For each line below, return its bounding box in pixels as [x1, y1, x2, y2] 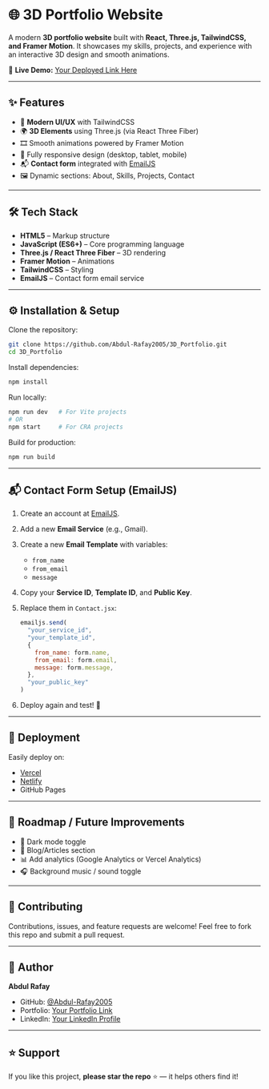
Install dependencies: [8, 363, 79, 372]
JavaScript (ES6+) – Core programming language [19, 239, 185, 249]
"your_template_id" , [27, 634, 96, 642]
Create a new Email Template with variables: [19, 540, 168, 549]
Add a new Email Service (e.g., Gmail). [19, 524, 148, 534]
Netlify [19, 776, 42, 786]
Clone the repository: [8, 325, 78, 335]
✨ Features [8, 96, 65, 110]
